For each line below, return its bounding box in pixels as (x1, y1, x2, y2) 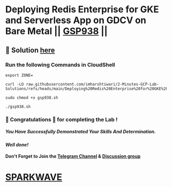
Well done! (5, 141, 29, 148)
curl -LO (5, 81, 24, 87)
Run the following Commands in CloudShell (5, 61, 115, 68)
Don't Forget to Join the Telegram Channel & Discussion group (5, 153, 141, 159)
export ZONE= (5, 73, 33, 78)
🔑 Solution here (5, 46, 55, 54)
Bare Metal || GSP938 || (5, 26, 108, 37)
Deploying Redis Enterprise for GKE (5, 4, 159, 15)
